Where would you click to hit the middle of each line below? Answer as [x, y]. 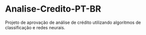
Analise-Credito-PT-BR [53, 9]
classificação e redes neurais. [35, 27]
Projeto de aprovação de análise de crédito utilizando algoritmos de [73, 22]
